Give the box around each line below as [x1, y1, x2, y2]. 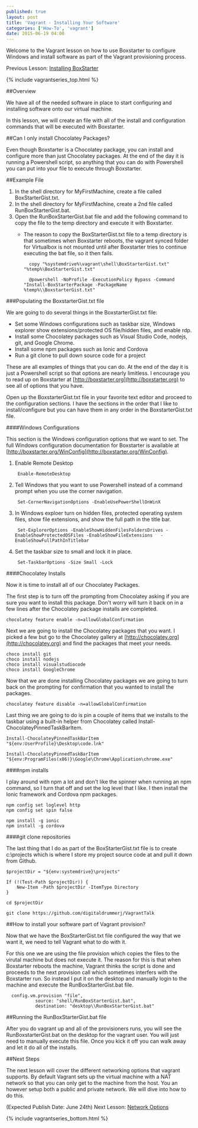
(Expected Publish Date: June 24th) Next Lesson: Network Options [6, 1104, 169, 1111]
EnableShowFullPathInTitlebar [14, 538, 90, 544]
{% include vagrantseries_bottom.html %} [6, 1115, 108, 1122]
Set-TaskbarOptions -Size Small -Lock [17, 560, 113, 565]
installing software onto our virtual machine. [6, 105, 113, 113]
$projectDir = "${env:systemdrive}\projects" [6, 869, 120, 875]
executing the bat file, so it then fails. [23, 250, 114, 257]
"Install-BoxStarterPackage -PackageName [23, 282, 127, 288]
